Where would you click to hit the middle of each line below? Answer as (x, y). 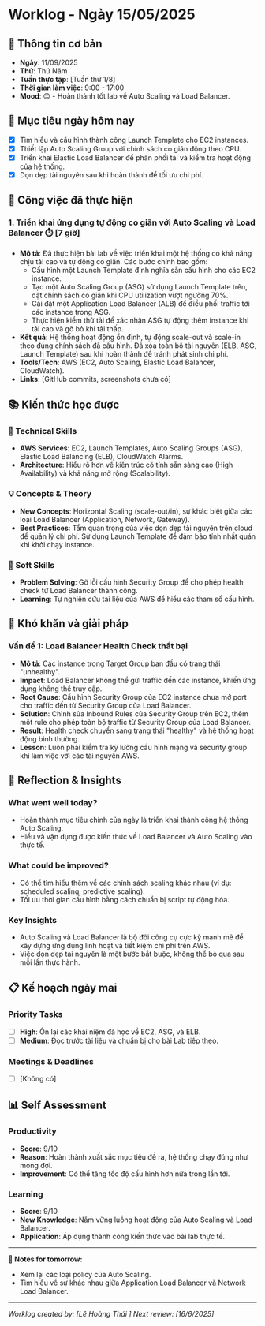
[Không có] (38, 1079)
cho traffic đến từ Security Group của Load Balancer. (105, 705)
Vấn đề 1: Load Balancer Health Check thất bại (98, 646)
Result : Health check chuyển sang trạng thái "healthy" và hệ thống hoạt (136, 730)
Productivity (32, 1131)
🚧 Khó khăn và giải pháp (68, 624)
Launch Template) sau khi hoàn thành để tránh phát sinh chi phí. (124, 353)
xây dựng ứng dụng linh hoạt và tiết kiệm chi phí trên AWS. (115, 945)
